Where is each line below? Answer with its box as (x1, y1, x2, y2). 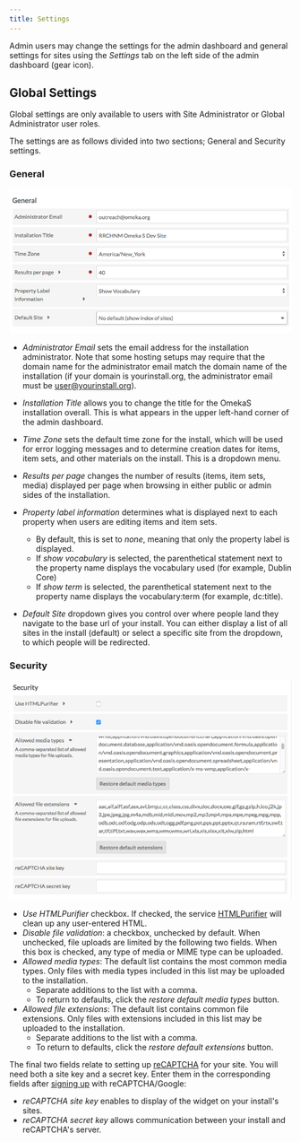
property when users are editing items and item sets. (21, 516, 218, 527)
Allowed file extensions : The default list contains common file (21, 1004, 249, 1015)
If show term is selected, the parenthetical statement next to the (35, 581, 272, 592)
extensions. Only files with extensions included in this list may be (21, 1014, 262, 1024)
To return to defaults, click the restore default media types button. (35, 994, 279, 1005)
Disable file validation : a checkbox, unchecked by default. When (21, 928, 261, 938)
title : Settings (9, 14, 70, 23)
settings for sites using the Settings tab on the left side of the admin (9, 49, 260, 60)
